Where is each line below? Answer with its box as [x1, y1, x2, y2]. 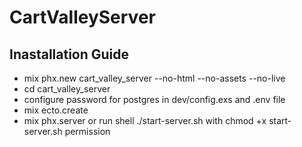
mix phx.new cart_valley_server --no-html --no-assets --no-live [23, 72, 286, 84]
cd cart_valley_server [23, 83, 111, 95]
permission [64, 126, 111, 137]
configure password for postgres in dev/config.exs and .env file [23, 94, 286, 105]
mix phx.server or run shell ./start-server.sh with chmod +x [23, 115, 267, 126]
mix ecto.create [23, 104, 89, 116]
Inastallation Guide [9, 46, 130, 63]
